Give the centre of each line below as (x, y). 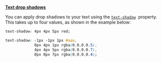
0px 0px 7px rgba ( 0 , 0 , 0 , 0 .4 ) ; (66, 54)
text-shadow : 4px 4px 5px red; (38, 31)
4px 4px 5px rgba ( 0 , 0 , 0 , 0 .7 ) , (66, 49)
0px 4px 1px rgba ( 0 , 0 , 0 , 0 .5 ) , (66, 45)
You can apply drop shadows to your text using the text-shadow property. (81, 17)
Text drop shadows (25, 7)
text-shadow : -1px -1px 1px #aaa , (41, 40)
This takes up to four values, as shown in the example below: (68, 22)
